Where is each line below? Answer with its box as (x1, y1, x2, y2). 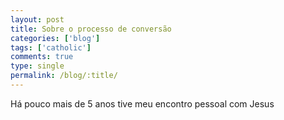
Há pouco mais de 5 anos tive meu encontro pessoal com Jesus (10, 97, 275, 110)
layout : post (10, 14, 65, 25)
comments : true (10, 52, 74, 62)
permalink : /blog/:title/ (10, 71, 118, 81)
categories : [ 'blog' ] (10, 33, 101, 43)
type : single (10, 61, 65, 71)
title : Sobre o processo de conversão (10, 24, 172, 34)
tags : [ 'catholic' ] (10, 42, 92, 53)
